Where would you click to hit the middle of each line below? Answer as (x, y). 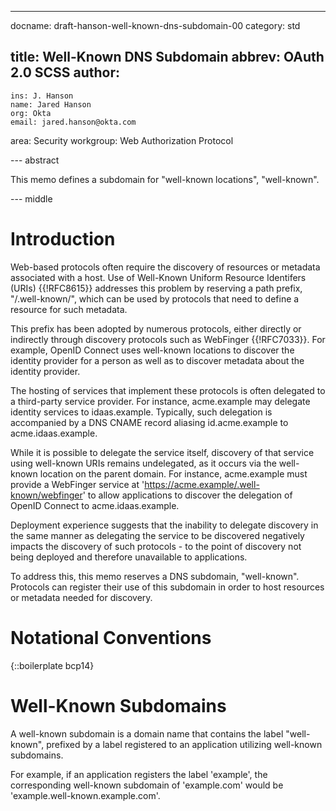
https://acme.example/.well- (202, 484)
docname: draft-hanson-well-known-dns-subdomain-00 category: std (155, 25)
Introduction (63, 239)
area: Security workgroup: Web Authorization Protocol (122, 140)
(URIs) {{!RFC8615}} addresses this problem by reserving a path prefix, (156, 288)
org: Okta (31, 113)
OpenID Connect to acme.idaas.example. (95, 505)
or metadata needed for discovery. (81, 597)
